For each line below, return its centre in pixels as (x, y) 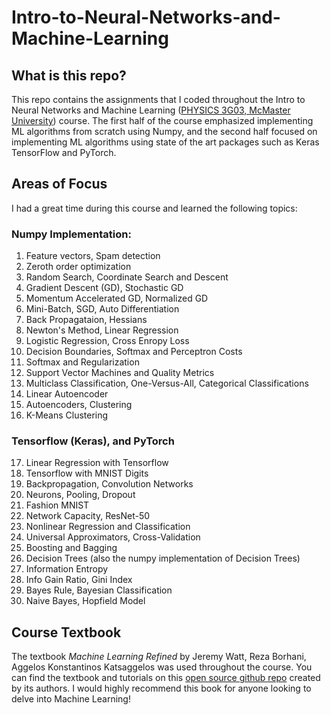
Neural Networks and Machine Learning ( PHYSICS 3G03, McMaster (151, 110)
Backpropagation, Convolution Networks (109, 484)
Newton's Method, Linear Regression (102, 330)
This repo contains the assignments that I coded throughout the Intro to (158, 99)
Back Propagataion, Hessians (86, 320)
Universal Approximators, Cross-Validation (113, 537)
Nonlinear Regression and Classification (108, 527)
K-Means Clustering (67, 415)
